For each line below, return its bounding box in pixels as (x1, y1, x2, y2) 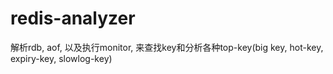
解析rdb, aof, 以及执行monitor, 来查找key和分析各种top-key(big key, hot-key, (10, 41, 324, 53)
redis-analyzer (10, 7, 136, 30)
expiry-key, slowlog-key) (10, 52, 113, 64)
